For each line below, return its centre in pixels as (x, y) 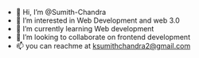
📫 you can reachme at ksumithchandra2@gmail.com (103, 46)
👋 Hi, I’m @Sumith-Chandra (61, 12)
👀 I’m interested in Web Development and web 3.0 (98, 20)
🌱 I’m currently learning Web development (85, 29)
